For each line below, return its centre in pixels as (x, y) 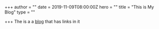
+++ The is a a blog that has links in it (42, 22)
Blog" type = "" (20, 12)
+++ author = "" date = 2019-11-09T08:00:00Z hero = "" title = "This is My (79, 7)
